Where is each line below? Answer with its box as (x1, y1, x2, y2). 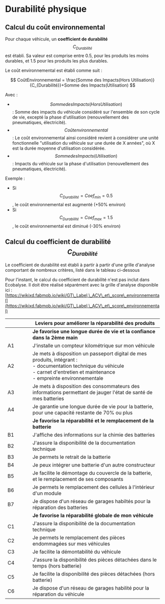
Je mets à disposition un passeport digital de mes (32, 350, 147, 357)
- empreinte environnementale (32, 375, 104, 382)
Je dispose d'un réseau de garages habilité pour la (32, 585, 149, 592)
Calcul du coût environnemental (5, 23, 106, 32)
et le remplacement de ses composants (32, 476, 124, 483)
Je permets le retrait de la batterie (32, 454, 111, 461)
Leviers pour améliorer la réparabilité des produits (35, 320, 155, 327)
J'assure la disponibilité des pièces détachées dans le (32, 556, 157, 563)
